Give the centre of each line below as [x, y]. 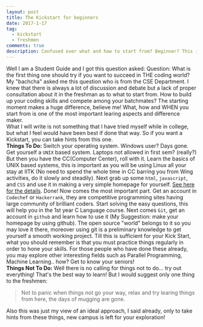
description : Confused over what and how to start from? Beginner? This [100, 51]
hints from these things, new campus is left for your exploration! [86, 317]
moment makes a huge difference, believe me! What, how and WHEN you [98, 107]
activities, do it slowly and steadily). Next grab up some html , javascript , [97, 178]
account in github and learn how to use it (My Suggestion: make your [92, 216]
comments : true [25, 46]
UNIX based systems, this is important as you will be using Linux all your [96, 165]
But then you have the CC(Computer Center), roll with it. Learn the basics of [101, 159]
